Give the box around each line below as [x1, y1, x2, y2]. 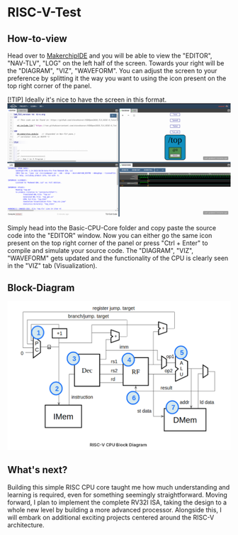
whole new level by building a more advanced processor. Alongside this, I [7, 505, 222, 514]
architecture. [7, 520, 45, 529]
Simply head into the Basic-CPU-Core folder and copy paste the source [7, 223, 217, 232]
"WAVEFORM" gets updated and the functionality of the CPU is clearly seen [7, 254, 229, 262]
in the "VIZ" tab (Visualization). [7, 261, 98, 270]
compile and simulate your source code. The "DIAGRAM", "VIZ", [7, 246, 193, 254]
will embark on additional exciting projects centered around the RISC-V [7, 513, 215, 522]
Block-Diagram [7, 282, 75, 294]
